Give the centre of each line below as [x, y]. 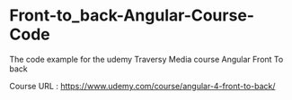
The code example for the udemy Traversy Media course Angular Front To [146, 59]
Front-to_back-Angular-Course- [132, 16]
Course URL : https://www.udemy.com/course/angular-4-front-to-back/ [142, 86]
